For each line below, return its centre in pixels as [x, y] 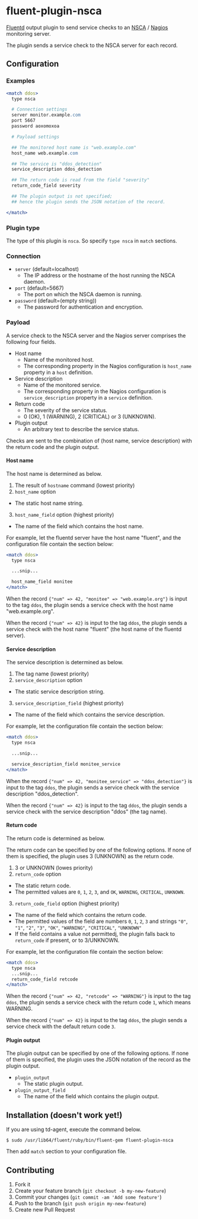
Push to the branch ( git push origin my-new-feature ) [80, 1204]
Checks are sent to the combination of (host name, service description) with [99, 441]
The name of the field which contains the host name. [79, 526]
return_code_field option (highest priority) [67, 903]
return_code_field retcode [45, 979]
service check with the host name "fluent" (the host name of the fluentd [94, 629]
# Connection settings [39, 109]
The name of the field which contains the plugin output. [91, 1097]
